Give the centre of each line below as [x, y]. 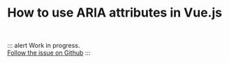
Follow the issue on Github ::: [49, 53]
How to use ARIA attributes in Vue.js [114, 13]
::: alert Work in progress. [44, 45]
